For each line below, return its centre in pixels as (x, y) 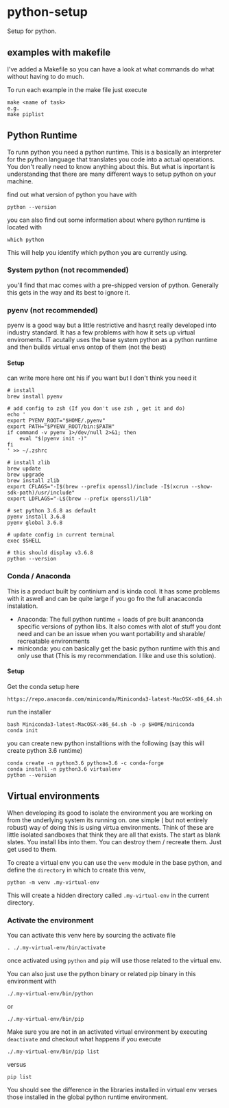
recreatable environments (53, 641)
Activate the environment (50, 920)
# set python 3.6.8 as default (52, 511)
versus (17, 1064)
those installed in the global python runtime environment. (88, 1097)
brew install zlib (33, 481)
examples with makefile (59, 53)
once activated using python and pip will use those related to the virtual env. (114, 960)
